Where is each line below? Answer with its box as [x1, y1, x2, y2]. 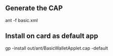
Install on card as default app [5, 32, 98, 40]
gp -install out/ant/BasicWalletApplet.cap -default [5, 45, 108, 51]
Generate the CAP [5, 4, 63, 12]
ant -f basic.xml [5, 17, 38, 23]
